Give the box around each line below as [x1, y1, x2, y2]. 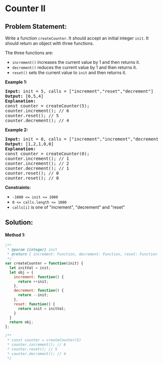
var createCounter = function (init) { [5, 261, 83, 266]
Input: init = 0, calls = [5, 136, 67, 142]
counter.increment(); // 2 [5, 161, 69, 166]
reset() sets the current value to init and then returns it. [12, 70, 127, 76]
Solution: [5, 218, 33, 227]
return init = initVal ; [17, 306, 66, 311]
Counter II [5, 3, 46, 14]
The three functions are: [5, 50, 53, 56]
